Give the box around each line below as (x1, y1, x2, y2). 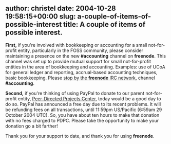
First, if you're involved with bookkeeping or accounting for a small (5, 42, 147, 48)
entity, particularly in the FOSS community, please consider (17, 47, 144, 53)
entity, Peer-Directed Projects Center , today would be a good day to (17, 95, 161, 102)
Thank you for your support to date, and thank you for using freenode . (5, 133, 155, 139)
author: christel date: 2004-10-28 (5, 4, 117, 13)
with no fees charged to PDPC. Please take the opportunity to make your (5, 117, 159, 123)
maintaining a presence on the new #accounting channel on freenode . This (5, 52, 166, 59)
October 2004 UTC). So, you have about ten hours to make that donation (5, 112, 160, 118)
